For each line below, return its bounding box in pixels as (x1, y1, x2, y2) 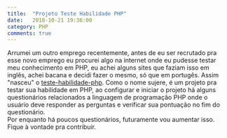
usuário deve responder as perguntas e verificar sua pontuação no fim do (7, 100, 221, 109)
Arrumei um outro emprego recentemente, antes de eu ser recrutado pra (7, 49, 217, 57)
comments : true (7, 29, 52, 37)
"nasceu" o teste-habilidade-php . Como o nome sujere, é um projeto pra (7, 78, 217, 87)
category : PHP (7, 23, 49, 30)
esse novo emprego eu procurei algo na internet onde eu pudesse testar (7, 56, 216, 65)
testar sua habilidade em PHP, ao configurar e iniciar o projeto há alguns (7, 86, 216, 94)
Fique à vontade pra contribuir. (7, 123, 97, 131)
